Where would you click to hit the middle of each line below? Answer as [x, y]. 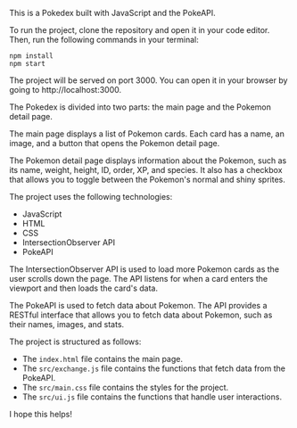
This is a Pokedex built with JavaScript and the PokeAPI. [112, 13]
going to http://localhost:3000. [66, 90]
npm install [31, 56]
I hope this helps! [41, 414]
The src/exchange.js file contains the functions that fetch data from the [153, 368]
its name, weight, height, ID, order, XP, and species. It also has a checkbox [146, 170]
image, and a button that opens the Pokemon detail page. [115, 143]
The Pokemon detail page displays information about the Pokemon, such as [148, 160]
